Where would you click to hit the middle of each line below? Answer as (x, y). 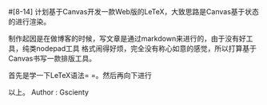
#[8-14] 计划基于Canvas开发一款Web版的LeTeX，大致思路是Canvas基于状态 (134, 12)
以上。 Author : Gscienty (49, 92)
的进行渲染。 (29, 21)
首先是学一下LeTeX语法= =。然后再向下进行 (80, 75)
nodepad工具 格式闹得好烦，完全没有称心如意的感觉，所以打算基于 (146, 49)
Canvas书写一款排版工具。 (52, 58)
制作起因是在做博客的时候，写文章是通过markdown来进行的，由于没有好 (127, 39)
